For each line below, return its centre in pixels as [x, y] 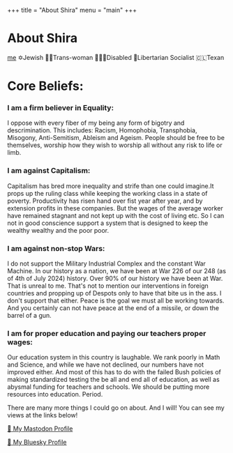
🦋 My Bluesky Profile [37, 443]
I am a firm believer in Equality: [60, 108]
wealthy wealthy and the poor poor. [58, 230]
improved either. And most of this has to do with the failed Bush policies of [114, 372]
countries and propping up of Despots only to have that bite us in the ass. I [114, 293]
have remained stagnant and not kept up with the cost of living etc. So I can [116, 215]
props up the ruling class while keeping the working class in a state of [107, 193]
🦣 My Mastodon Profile [40, 429]
